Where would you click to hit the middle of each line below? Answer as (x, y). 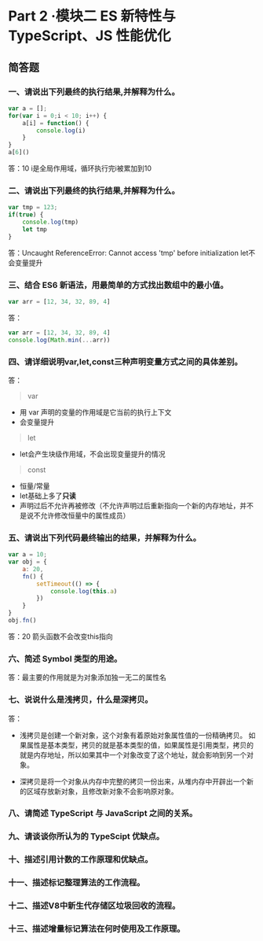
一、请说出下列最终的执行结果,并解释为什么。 (94, 91)
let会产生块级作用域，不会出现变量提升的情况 (92, 454)
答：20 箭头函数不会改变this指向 (60, 636)
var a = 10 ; (27, 555)
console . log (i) (61, 131)
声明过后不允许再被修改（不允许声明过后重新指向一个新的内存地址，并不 (136, 505)
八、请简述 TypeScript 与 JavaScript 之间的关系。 (103, 814)
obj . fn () (22, 621)
